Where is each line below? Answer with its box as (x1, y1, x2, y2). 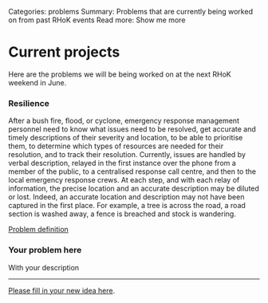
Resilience (8, 97, 50, 108)
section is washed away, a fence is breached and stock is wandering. (8, 209, 237, 218)
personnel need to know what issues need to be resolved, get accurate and (8, 124, 257, 134)
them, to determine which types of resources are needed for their (8, 141, 224, 151)
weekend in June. (8, 77, 67, 87)
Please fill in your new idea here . (8, 285, 116, 295)
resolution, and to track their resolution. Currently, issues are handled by (8, 150, 246, 159)
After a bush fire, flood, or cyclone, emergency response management (8, 116, 239, 126)
